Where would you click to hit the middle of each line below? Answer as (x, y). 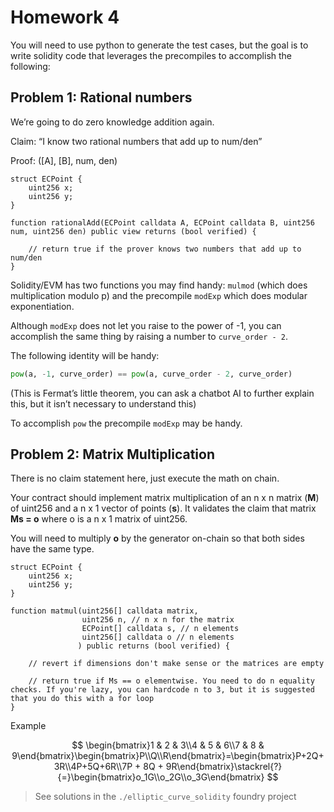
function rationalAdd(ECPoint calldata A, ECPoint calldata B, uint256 (162, 222)
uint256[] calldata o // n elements (158, 637)
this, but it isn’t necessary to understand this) (103, 403)
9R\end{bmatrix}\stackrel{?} (224, 767)
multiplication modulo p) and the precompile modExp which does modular (159, 295)
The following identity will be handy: (85, 355)
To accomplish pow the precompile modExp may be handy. (126, 423)
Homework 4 (65, 17)
